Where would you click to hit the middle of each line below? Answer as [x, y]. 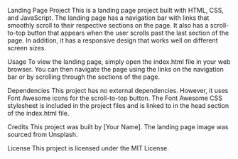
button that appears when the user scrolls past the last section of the [128, 33]
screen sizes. [27, 48]
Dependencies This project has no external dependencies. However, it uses [118, 91]
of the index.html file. [38, 113]
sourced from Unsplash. [43, 135]
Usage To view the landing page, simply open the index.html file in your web [119, 62]
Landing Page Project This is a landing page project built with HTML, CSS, [116, 10]
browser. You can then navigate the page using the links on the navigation [115, 69]
